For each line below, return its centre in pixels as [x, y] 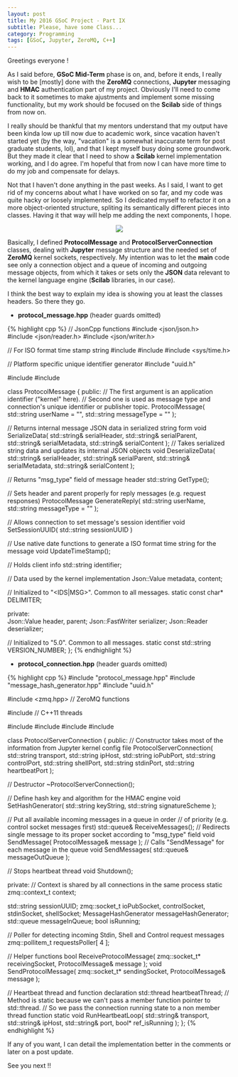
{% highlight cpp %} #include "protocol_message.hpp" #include [101, 678]
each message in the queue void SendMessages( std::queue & [98, 850]
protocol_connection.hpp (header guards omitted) [92, 664]
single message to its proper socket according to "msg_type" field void [111, 835]
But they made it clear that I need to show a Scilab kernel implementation [115, 156]
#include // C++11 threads [45, 713]
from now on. [27, 112]
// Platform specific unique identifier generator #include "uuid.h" [102, 364]
